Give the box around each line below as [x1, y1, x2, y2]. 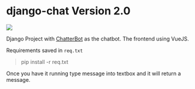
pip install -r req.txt [20, 58, 69, 65]
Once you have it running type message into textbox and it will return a [6, 70, 181, 77]
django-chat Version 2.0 [6, 4, 131, 18]
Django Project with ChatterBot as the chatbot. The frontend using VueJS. [6, 35, 189, 42]
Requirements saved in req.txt [6, 47, 83, 54]
